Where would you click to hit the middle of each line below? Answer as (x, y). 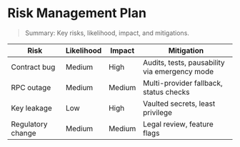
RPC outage (31, 87)
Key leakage (31, 108)
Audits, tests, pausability (184, 62)
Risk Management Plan (77, 13)
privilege (157, 112)
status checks (166, 92)
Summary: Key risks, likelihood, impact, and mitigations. (107, 33)
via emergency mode (178, 71)
